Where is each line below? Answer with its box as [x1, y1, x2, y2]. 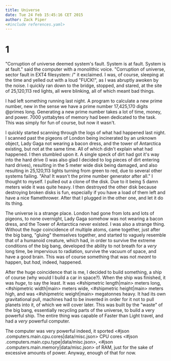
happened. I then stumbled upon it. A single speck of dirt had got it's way [5, 152, 160, 158]
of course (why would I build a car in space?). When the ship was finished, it [5, 274, 166, 281]
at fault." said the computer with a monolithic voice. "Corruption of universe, [5, 66, 166, 72]
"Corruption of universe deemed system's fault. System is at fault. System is [5, 61, 166, 67]
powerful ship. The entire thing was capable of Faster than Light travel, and [5, 313, 163, 319]
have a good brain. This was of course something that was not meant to [5, 254, 157, 260]
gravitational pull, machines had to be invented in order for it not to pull [5, 296, 154, 303]
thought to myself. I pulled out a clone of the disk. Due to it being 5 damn [5, 179, 158, 185]
